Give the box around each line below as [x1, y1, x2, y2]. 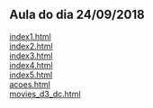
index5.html [9, 69, 53, 80]
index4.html [9, 59, 53, 70]
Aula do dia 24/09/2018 [9, 7, 146, 22]
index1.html [9, 31, 51, 41]
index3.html [9, 49, 53, 61]
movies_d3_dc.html [9, 88, 81, 99]
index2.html [9, 40, 53, 51]
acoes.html [9, 78, 51, 89]
